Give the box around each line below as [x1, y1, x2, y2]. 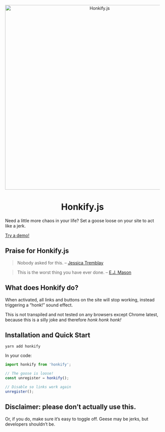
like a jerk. [5, 223, 26, 229]
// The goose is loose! [5, 371, 54, 376]
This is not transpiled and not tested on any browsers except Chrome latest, [5, 311, 159, 317]
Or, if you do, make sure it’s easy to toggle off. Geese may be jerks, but [5, 416, 149, 422]
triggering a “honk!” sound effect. [5, 302, 73, 308]
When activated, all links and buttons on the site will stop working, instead [5, 297, 155, 302]
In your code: [5, 353, 32, 359]
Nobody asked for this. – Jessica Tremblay [17, 260, 104, 266]
